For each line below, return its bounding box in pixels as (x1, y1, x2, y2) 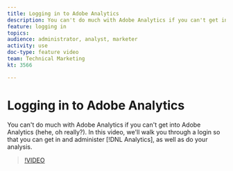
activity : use (7, 42, 49, 49)
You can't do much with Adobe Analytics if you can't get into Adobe (7, 120, 201, 129)
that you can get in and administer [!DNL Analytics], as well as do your (7, 135, 208, 143)
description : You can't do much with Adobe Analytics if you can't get (7, 17, 218, 24)
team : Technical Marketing (7, 55, 85, 62)
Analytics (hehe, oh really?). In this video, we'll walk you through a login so (7, 127, 221, 136)
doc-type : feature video (7, 49, 79, 56)
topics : (7, 29, 30, 37)
